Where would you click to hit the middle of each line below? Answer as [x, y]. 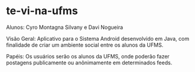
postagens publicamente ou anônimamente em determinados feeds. [89, 63]
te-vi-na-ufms [42, 11]
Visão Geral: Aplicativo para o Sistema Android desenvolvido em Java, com [98, 38]
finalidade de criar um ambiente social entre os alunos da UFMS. [85, 45]
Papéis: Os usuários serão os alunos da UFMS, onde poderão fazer [88, 56]
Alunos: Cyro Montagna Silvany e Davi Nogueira [65, 27]
